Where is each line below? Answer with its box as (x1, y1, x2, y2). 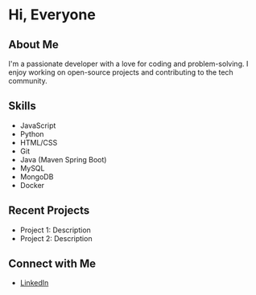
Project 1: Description (19, 225, 91, 235)
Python (19, 129, 44, 138)
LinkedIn (19, 278, 49, 288)
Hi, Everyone (8, 6, 97, 24)
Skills (8, 99, 36, 113)
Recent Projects (8, 203, 90, 218)
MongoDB (19, 171, 54, 182)
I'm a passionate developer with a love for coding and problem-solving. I (8, 59, 249, 68)
